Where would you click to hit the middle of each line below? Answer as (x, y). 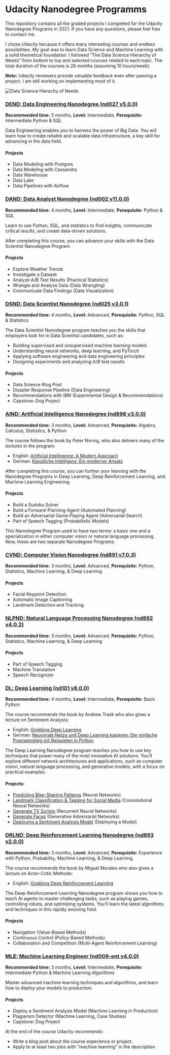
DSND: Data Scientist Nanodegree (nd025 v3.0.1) (67, 304)
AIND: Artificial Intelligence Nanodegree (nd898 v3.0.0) (76, 414)
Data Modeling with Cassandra (45, 169)
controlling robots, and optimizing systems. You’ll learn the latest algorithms (84, 904)
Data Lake (23, 180)
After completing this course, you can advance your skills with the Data (80, 241)
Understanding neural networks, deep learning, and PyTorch (76, 351)
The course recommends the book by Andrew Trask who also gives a (78, 715)
